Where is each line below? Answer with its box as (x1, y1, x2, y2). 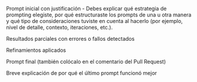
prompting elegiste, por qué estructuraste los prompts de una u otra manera (6, 11, 192, 18)
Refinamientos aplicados (6, 47, 66, 54)
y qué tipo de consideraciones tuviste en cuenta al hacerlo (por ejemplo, (6, 18, 183, 24)
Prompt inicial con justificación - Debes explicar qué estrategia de (6, 5, 167, 12)
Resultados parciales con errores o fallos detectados (6, 35, 135, 42)
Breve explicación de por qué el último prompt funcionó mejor (6, 70, 157, 76)
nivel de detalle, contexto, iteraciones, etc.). (6, 24, 113, 31)
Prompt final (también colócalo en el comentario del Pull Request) (6, 58, 166, 65)
